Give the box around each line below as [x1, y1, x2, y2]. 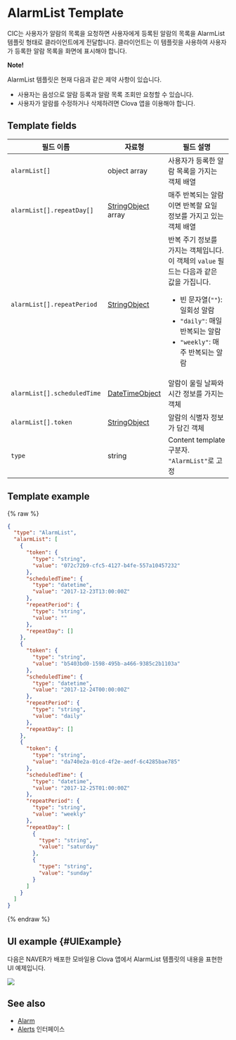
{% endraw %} [7, 915, 51, 923]
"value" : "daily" [32, 712, 83, 719]
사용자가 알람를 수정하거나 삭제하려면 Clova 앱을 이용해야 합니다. [17, 99, 195, 107]
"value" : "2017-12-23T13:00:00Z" [32, 588, 131, 595]
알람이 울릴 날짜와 [168, 378, 224, 388]
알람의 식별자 [168, 412, 209, 422]
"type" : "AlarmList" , [13, 529, 77, 536]
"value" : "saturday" [38, 843, 99, 851]
